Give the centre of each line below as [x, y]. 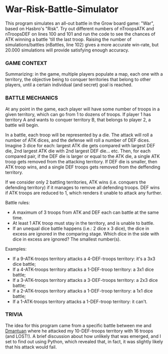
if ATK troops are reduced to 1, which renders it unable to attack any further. [83, 193]
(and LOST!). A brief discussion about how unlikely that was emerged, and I [83, 336]
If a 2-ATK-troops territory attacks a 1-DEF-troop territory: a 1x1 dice [82, 290]
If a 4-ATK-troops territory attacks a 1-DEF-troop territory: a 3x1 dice [83, 269]
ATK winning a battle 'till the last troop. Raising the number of [68, 39]
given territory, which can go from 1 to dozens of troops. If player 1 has [78, 114]
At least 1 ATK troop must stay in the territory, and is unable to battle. [83, 223]
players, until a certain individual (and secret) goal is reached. [69, 85]
